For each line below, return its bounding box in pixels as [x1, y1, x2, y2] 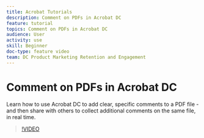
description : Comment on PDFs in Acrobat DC [6, 15, 122, 21]
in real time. [6, 113, 36, 120]
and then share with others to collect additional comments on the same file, [6, 107, 196, 114]
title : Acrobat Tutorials [6, 9, 72, 15]
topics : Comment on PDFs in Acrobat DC [6, 26, 108, 32]
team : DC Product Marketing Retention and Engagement [6, 54, 147, 60]
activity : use [6, 37, 43, 43]
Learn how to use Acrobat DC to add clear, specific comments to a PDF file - [6, 100, 199, 108]
